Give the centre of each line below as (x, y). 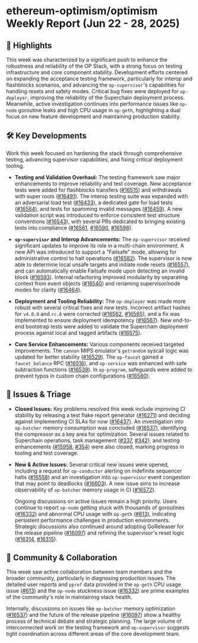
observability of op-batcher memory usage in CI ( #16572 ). (85, 490)
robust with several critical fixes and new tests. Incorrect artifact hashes (103, 308)
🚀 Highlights (29, 45)
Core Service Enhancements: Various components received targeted (100, 344)
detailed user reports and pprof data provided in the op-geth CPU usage (94, 585)
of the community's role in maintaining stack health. (69, 597)
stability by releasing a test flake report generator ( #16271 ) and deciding (102, 415)
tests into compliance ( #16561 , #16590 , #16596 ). (74, 227)
